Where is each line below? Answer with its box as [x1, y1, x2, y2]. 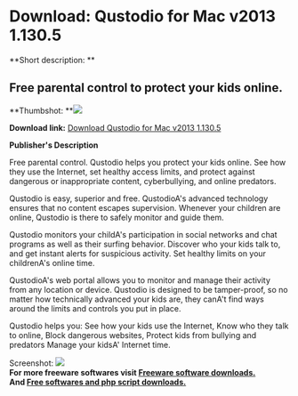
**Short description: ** [9, 54, 95, 65]
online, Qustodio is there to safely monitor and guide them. [9, 212, 224, 222]
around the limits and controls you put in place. [9, 303, 181, 313]
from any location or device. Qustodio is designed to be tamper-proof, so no [9, 284, 288, 295]
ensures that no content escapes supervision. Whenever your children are [9, 202, 281, 213]
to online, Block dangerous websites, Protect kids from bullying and [9, 329, 257, 340]
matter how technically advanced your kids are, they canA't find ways [9, 294, 264, 304]
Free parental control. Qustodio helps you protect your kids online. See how [9, 157, 286, 167]
